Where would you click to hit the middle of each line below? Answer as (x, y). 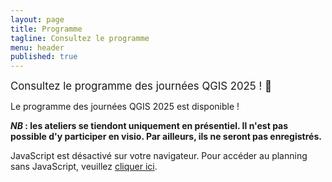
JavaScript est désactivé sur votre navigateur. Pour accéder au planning (159, 156)
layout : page (37, 19)
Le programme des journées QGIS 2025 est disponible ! (125, 107)
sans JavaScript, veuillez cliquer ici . (84, 167)
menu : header (37, 47)
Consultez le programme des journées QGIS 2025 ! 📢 (141, 86)
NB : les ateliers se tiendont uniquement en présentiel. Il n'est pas (149, 126)
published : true (44, 57)
